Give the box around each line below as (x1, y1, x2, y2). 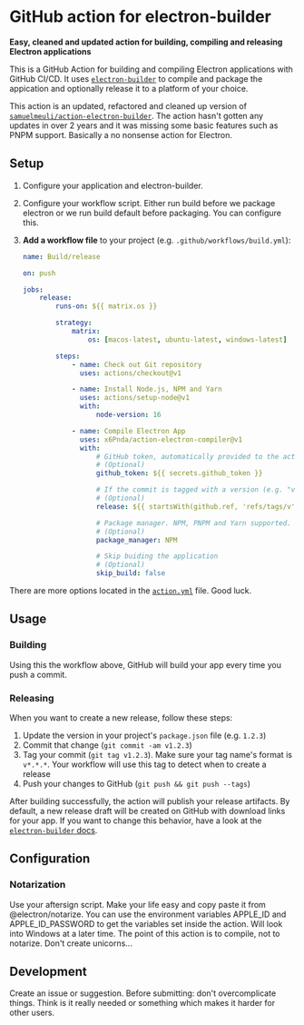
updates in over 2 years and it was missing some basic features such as (9, 120, 279, 131)
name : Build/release (22, 252, 101, 261)
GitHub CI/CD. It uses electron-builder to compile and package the (9, 73, 263, 84)
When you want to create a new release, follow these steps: (9, 712, 233, 723)
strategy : (55, 318, 93, 328)
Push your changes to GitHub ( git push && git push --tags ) (22, 778, 251, 789)
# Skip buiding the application (95, 552, 219, 561)
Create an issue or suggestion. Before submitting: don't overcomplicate (9, 988, 277, 999)
